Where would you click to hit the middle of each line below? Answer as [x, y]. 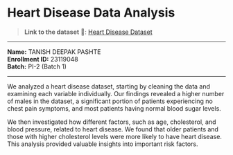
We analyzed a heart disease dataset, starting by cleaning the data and [109, 86]
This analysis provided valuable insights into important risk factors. [103, 144]
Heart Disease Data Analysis [91, 13]
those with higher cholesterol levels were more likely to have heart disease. [114, 136]
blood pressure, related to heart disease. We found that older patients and [113, 129]
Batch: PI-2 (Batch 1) [37, 66]
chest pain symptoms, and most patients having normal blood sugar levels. [114, 108]
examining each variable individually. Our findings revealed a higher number [116, 93]
